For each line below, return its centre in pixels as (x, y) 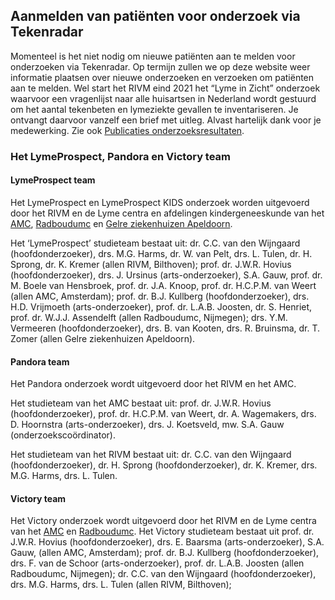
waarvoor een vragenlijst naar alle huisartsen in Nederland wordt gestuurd (163, 98)
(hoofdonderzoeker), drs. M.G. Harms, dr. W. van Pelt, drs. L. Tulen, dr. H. (161, 253)
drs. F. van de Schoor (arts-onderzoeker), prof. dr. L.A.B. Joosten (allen (157, 563)
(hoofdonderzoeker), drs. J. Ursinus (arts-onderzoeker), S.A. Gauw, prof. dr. (166, 275)
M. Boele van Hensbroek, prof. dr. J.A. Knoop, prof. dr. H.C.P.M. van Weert (163, 285)
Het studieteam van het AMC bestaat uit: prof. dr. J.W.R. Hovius (141, 403)
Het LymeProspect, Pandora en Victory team (121, 156)
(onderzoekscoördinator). (63, 435)
